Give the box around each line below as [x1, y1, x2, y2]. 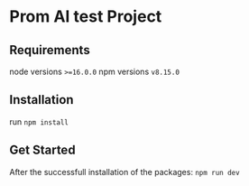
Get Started [9, 143, 76, 158]
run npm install [9, 116, 69, 127]
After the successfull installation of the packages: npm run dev [9, 166, 241, 177]
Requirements [9, 42, 90, 58]
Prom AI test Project [9, 6, 162, 27]
